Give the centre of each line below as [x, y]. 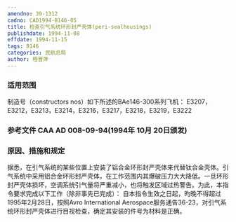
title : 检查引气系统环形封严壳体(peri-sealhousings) [80, 27]
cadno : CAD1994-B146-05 [42, 20]
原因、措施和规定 [36, 151]
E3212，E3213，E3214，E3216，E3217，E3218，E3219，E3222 [99, 111]
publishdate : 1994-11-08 [44, 33]
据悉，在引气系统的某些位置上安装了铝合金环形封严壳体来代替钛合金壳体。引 [118, 167]
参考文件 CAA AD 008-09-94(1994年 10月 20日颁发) [97, 130]
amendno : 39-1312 [33, 14]
